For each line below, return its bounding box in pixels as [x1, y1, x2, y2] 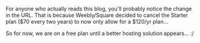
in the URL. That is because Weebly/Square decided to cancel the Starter [5, 12, 188, 19]
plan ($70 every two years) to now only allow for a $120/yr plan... [5, 18, 168, 25]
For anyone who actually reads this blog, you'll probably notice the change [5, 5, 192, 12]
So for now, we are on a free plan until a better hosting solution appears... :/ [5, 30, 195, 37]
